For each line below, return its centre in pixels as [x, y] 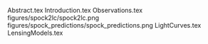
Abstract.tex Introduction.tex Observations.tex [75, 10]
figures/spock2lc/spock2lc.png [53, 18]
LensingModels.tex [35, 33]
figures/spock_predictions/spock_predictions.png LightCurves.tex [104, 25]
